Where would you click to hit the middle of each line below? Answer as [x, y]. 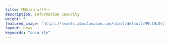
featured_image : [22, 23]
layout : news [19, 28]
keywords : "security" [28, 33]
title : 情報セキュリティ [28, 10]
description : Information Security [43, 14]
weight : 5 [16, 19]
